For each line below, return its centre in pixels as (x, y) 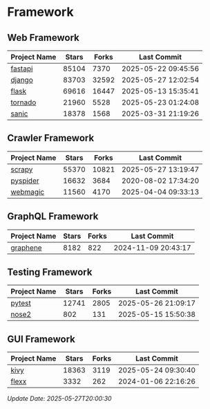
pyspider (25, 181)
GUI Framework (41, 339)
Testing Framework (50, 272)
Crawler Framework (51, 138)
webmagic (28, 192)
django (22, 80)
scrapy (22, 169)
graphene (27, 248)
